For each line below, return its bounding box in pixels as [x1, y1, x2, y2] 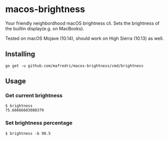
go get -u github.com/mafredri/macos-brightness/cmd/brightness [5, 63, 144, 68]
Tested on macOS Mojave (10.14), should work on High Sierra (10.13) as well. [5, 35, 164, 41]
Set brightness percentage [5, 119, 72, 126]
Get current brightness [5, 92, 63, 99]
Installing [5, 50, 35, 58]
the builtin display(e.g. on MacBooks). [5, 25, 85, 31]
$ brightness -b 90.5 [5, 131, 51, 136]
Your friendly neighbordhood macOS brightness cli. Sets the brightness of [5, 20, 160, 26]
